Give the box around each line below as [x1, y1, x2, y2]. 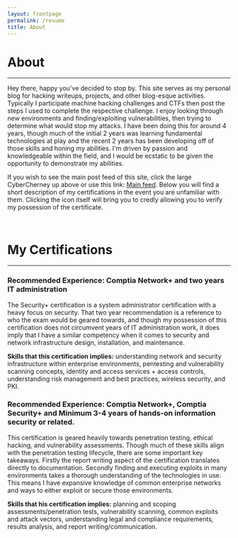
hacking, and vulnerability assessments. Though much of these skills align [7, 440, 225, 450]
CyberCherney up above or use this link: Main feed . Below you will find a [7, 181, 220, 189]
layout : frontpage [7, 10, 62, 18]
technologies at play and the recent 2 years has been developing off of [7, 137, 215, 145]
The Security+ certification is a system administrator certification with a [7, 300, 216, 309]
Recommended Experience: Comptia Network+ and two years [7, 275, 225, 285]
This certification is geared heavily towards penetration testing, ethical [7, 433, 213, 442]
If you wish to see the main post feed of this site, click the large [7, 173, 192, 181]
